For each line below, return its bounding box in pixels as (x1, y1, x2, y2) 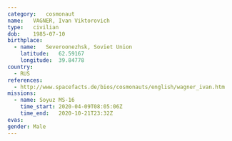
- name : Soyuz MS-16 (14, 97, 75, 104)
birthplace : (7, 37, 43, 44)
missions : (7, 90, 37, 97)
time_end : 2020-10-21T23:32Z (20, 110, 114, 117)
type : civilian (7, 23, 59, 31)
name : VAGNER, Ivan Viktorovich (7, 17, 111, 24)
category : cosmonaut (7, 10, 75, 18)
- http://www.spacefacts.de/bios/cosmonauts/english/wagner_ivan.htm (14, 83, 225, 90)
